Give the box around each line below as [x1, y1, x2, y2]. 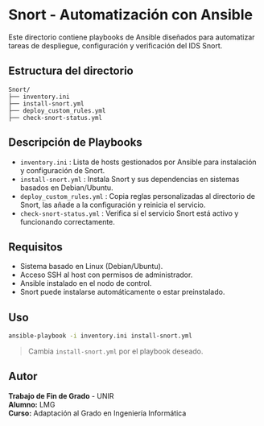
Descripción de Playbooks [8, 135, 142, 150]
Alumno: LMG [8, 399, 56, 409]
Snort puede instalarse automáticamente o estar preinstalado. [19, 287, 225, 297]
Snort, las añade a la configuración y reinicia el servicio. [19, 200, 206, 209]
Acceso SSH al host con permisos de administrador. [19, 270, 193, 279]
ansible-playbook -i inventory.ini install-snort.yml [8, 332, 193, 340]
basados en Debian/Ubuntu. [19, 183, 114, 192]
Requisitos [8, 240, 63, 254]
